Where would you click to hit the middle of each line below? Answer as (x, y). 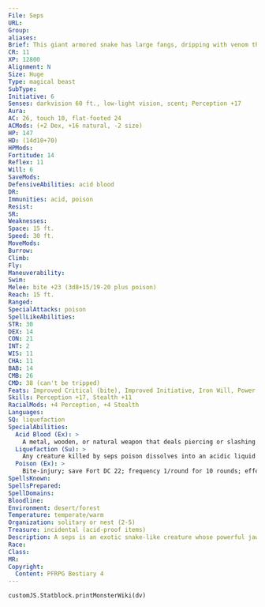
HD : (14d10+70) (33, 140)
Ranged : (21, 302)
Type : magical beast (42, 81)
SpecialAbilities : (38, 427)
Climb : (19, 258)
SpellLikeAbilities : (42, 317)
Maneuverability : (37, 273)
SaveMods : (24, 177)
